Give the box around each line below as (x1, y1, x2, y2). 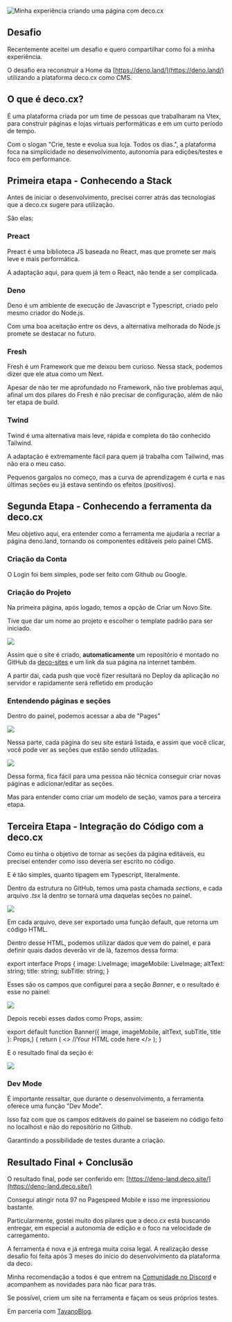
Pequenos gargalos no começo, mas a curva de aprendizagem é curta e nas (7, 473, 225, 481)
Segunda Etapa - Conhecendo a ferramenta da (7, 501, 213, 512)
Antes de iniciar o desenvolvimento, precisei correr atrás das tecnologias (7, 193, 216, 201)
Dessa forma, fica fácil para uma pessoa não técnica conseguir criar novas (7, 772, 222, 780)
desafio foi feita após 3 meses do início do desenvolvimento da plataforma (7, 1252, 220, 1260)
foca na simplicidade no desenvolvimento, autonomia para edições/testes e (7, 147, 223, 156)
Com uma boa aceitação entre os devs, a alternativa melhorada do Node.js (7, 322, 221, 330)
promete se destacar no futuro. (7, 330, 96, 338)
